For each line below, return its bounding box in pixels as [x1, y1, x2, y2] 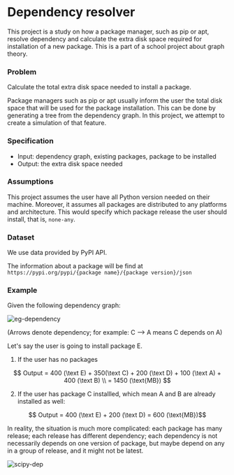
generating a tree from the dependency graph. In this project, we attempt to [7, 111, 225, 119]
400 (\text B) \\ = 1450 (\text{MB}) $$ [64, 377, 171, 385]
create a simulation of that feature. [7, 119, 107, 127]
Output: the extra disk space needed [17, 159, 124, 168]
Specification [7, 136, 54, 146]
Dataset [7, 232, 35, 242]
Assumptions [7, 177, 54, 187]
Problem [7, 67, 37, 77]
